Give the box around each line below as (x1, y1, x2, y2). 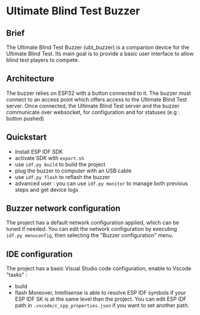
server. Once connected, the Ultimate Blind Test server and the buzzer (6, 102, 180, 109)
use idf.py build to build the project (14, 160, 106, 168)
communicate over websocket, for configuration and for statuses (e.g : (6, 109, 180, 116)
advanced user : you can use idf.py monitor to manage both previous (14, 180, 188, 187)
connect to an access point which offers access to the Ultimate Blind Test (6, 95, 187, 103)
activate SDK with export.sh (14, 154, 85, 162)
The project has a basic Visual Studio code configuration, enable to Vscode (6, 265, 192, 272)
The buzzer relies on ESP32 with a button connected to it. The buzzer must (6, 89, 191, 97)
